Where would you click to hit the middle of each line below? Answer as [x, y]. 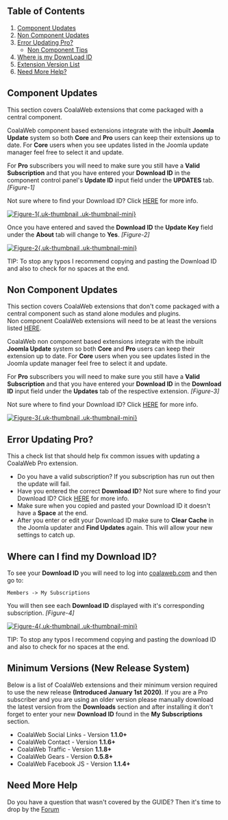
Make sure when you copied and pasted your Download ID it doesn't [114, 506]
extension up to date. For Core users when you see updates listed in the [109, 356]
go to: [15, 581]
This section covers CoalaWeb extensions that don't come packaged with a [113, 306]
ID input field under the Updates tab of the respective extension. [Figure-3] [113, 391]
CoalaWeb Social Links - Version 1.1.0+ [72, 734]
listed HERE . [24, 328]
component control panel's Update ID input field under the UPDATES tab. [111, 180]
